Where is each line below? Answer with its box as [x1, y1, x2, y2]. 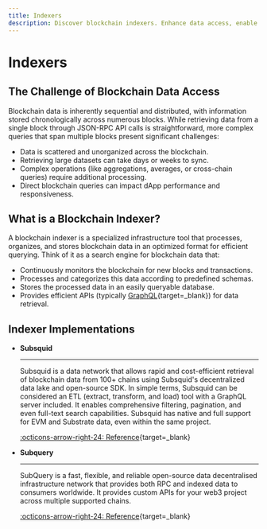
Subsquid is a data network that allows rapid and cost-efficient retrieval [19, 367, 254, 376]
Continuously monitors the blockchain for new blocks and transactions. [19, 266, 253, 275]
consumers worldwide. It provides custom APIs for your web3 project [19, 488, 248, 497]
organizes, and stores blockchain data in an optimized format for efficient [8, 242, 249, 251]
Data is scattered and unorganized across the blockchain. [19, 146, 209, 156]
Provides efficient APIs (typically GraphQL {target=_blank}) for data [19, 291, 239, 301]
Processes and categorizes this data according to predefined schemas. [19, 274, 254, 283]
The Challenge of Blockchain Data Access [8, 85, 220, 99]
